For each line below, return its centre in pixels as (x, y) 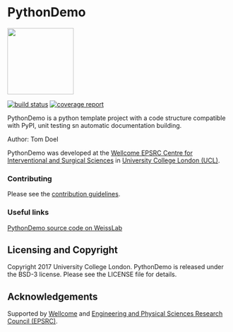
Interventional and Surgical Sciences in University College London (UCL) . (114, 160)
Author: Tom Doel (33, 139)
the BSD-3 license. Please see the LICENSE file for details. (92, 274)
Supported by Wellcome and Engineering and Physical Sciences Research (115, 314)
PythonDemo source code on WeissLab (65, 227)
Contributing (30, 179)
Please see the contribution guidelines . (64, 194)
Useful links (28, 213)
